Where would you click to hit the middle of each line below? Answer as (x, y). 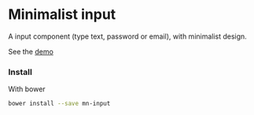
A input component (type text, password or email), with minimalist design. (128, 36)
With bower (27, 89)
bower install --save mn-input (59, 104)
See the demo (31, 51)
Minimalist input (62, 15)
